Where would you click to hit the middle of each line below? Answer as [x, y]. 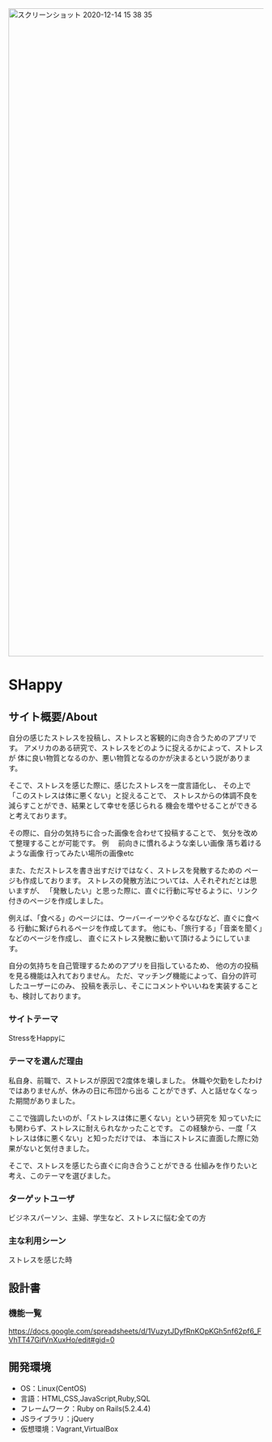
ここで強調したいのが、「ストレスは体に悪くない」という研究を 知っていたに [135, 1118]
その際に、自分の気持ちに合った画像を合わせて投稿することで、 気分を [126, 833]
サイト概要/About [53, 717]
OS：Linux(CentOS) [53, 1388]
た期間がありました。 [44, 1100]
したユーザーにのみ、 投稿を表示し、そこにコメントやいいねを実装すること [134, 986]
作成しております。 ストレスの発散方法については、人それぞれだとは [136, 881]
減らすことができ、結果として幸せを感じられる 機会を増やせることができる [133, 806]
